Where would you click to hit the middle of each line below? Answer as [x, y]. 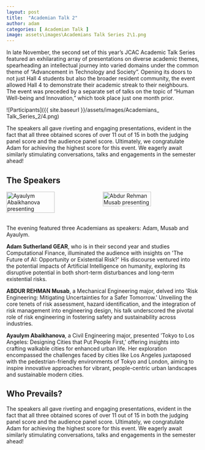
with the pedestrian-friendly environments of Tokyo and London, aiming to [100, 361]
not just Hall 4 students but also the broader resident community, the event [101, 79]
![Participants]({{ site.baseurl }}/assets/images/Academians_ [83, 110]
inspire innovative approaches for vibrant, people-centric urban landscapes [102, 368]
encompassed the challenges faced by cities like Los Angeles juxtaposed [99, 355]
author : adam [23, 23]
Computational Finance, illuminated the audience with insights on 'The [95, 253]
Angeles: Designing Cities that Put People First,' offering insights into [93, 342]
